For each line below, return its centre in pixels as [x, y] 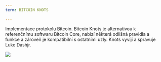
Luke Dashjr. [18, 45]
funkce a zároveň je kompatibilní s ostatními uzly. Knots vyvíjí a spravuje [80, 39]
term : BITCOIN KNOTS [27, 10]
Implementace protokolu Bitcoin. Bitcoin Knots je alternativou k [71, 29]
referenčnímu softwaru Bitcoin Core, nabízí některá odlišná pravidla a [77, 34]
